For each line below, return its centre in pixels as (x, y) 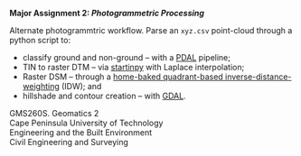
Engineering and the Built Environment (81, 133)
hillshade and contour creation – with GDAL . (104, 96)
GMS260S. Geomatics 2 (54, 113)
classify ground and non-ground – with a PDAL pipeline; (126, 57)
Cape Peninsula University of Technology (86, 123)
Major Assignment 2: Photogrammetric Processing (107, 13)
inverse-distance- (258, 77)
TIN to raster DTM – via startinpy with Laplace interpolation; (133, 67)
